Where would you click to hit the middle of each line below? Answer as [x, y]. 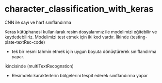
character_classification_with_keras [79, 9]
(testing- [139, 37]
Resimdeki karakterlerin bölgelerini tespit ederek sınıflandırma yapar [80, 75]
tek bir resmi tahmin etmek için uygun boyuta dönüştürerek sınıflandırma [84, 51]
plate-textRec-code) [25, 42]
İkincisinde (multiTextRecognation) [39, 66]
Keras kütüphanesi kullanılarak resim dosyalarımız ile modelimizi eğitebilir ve [81, 32]
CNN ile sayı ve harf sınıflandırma [38, 22]
